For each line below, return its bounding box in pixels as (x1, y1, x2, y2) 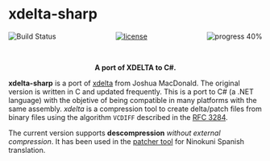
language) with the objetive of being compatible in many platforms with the (8, 95, 257, 105)
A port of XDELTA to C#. (94, 62, 177, 72)
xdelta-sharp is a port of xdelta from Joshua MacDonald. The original (8, 78, 240, 88)
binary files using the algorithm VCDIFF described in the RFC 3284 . (8, 112, 228, 122)
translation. (8, 145, 46, 155)
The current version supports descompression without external (8, 128, 221, 138)
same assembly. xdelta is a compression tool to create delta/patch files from (8, 104, 262, 114)
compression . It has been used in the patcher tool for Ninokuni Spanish (8, 136, 244, 146)
